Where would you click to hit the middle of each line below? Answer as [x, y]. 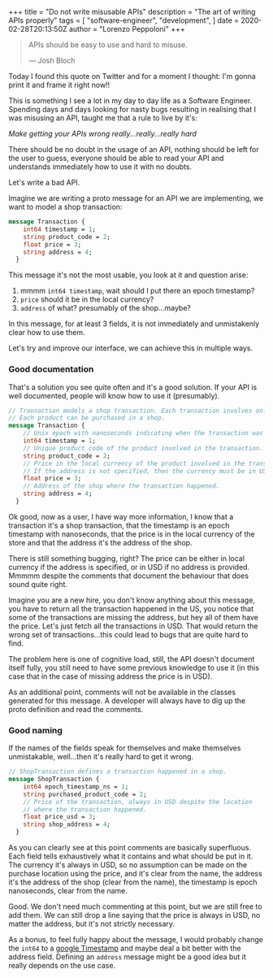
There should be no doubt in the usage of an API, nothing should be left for [134, 149]
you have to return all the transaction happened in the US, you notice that [131, 608]
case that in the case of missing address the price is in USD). [110, 676]
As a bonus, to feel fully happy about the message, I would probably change [136, 940]
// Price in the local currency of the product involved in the [134, 463]
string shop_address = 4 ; [67, 824]
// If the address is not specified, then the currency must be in [139, 471]
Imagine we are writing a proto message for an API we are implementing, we [136, 198]
